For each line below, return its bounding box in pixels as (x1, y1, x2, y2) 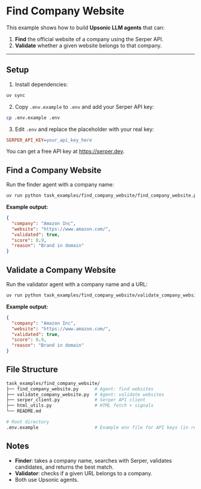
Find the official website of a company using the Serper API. (14, 35, 163, 42)
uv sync (6, 92, 26, 98)
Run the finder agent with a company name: (6, 181, 114, 188)
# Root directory (6, 419, 50, 425)
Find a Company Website (6, 165, 102, 175)
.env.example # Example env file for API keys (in (6, 424, 188, 430)
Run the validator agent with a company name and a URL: (6, 281, 148, 288)
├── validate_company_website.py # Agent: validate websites (6, 392, 165, 398)
